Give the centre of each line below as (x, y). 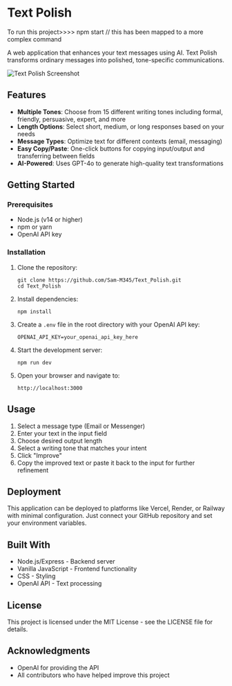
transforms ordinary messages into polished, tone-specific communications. (116, 59)
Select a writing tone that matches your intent (82, 448)
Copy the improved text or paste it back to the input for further (106, 463)
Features (27, 95)
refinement (33, 470)
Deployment (34, 491)
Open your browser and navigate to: (68, 376)
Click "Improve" (39, 455)
